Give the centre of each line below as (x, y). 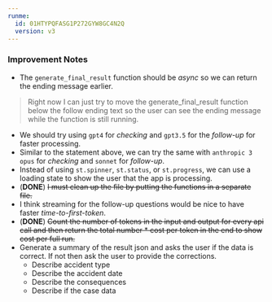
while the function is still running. (83, 119)
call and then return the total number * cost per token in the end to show (140, 230)
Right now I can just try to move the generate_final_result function (138, 102)
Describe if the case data (74, 291)
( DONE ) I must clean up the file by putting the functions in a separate (135, 186)
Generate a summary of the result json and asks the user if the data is (136, 247)
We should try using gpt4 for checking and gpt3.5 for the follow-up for (137, 134)
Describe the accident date (77, 273)
